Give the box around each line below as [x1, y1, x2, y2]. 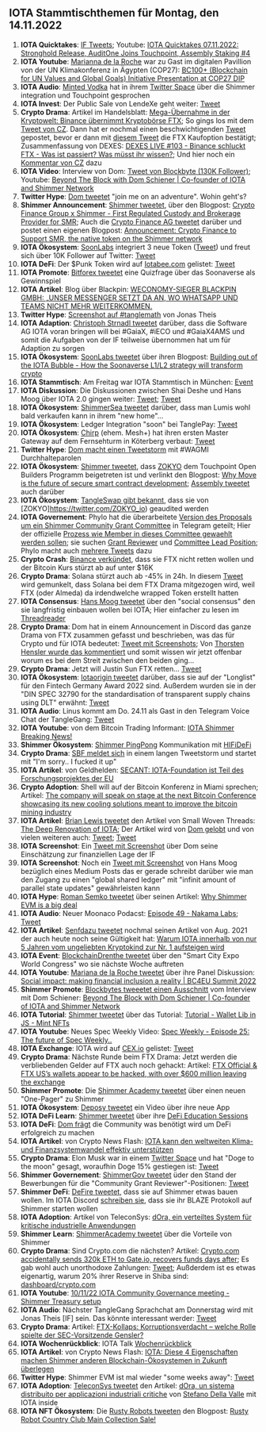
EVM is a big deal [20, 900, 78, 910]
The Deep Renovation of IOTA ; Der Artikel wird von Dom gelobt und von [20, 824, 254, 833]
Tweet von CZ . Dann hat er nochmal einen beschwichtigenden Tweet [20, 124, 246, 133]
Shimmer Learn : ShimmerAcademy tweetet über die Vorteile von [20, 1229, 233, 1238]
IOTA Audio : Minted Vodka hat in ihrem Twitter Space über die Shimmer [20, 82, 256, 91]
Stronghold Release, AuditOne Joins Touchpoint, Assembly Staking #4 [20, 48, 251, 58]
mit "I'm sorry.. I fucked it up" [20, 756, 117, 766]
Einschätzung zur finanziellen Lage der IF [20, 849, 156, 859]
